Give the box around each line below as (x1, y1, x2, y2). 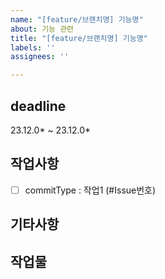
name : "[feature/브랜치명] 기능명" (10, 14, 144, 25)
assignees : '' (10, 52, 70, 62)
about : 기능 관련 (10, 24, 75, 34)
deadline (10, 97, 67, 115)
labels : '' (10, 42, 56, 53)
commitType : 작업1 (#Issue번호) (24, 184, 157, 196)
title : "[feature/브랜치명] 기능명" (10, 33, 148, 43)
